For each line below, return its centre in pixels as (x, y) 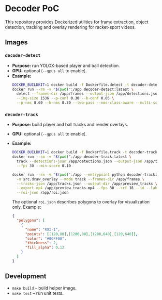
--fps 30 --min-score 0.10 (44, 166)
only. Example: (27, 207)
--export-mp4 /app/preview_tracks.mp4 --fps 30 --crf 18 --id (81, 188)
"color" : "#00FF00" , (46, 238)
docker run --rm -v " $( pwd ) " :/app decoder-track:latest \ (72, 157)
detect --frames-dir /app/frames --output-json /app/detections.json (88, 94)
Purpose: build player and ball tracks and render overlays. (70, 125)
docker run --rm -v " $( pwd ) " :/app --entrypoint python (68, 175)
